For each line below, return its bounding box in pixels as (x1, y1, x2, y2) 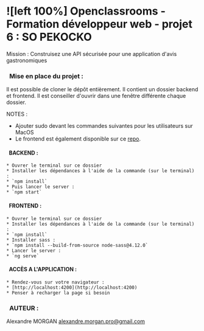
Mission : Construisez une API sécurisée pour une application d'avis (6, 50, 177, 57)
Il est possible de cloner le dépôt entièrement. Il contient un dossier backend (6, 86, 199, 93)
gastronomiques (6, 57, 47, 64)
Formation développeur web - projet (6, 17, 193, 31)
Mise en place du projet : (9, 72, 83, 80)
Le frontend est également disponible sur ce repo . (15, 135, 141, 142)
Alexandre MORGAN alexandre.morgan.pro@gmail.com (6, 318, 145, 325)
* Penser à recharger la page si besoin (6, 290, 111, 296)
